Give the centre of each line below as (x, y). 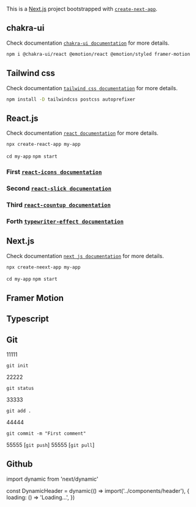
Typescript (28, 319)
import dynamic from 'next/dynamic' (52, 479)
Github (20, 464)
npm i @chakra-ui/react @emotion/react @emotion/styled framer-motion (98, 54)
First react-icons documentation (54, 172)
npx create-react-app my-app (43, 144)
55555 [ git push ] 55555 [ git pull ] (51, 445)
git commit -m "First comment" (46, 434)
